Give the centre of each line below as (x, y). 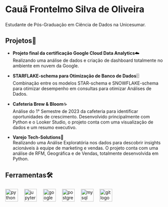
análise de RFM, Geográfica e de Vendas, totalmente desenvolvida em (86, 153)
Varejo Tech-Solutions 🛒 (38, 137)
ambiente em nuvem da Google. (46, 66)
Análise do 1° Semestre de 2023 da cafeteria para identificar (75, 111)
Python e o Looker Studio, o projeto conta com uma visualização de (83, 122)
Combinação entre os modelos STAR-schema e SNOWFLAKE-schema (86, 83)
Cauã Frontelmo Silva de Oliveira (75, 9)
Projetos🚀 (21, 41)
